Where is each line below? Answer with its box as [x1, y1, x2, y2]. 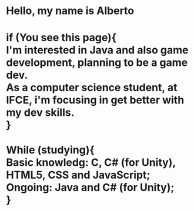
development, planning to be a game [6, 56, 188, 69]
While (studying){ [6, 143, 95, 157]
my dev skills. [6, 106, 75, 119]
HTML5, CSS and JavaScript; [6, 169, 150, 182]
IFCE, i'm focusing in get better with [6, 93, 185, 107]
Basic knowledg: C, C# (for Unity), [6, 156, 176, 169]
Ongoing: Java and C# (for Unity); [6, 181, 175, 195]
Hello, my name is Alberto [6, 4, 135, 18]
